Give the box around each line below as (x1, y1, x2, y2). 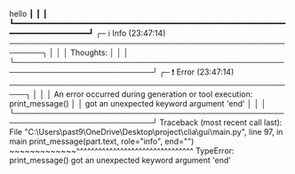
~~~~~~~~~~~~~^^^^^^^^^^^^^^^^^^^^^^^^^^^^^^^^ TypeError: (9, 146, 235, 155)
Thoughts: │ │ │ (69, 47, 129, 58)
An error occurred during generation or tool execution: (53, 89, 253, 99)
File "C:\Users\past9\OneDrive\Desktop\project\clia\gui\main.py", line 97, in (9, 127, 283, 137)
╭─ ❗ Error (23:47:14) (159, 67, 235, 77)
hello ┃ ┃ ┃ (9, 9, 48, 19)
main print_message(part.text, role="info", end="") (9, 136, 195, 146)
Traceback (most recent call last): (159, 117, 283, 128)
